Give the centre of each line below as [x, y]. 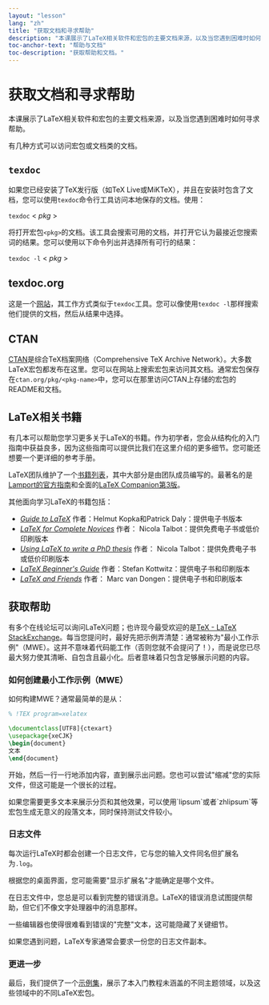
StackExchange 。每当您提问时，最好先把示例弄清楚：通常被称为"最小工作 [130, 637]
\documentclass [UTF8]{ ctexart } [60, 729]
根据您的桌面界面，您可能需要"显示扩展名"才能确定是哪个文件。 [113, 880]
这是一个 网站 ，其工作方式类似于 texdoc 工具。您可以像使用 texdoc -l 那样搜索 [133, 303]
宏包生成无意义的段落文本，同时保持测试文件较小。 [92, 811]
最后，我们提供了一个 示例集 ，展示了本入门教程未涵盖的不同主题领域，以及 [131, 983]
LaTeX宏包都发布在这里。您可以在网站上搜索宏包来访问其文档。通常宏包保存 [134, 370]
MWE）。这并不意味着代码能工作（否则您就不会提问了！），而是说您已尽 [143, 647]
